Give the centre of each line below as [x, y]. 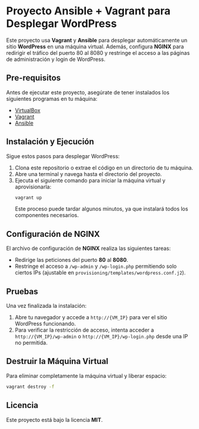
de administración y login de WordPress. [56, 59]
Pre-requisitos [34, 78]
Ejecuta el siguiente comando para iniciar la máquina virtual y [90, 180]
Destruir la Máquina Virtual [57, 361]
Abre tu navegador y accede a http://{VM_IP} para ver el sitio [91, 317]
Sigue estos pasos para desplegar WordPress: [63, 156]
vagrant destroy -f [30, 387]
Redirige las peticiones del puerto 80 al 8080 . [71, 260]
